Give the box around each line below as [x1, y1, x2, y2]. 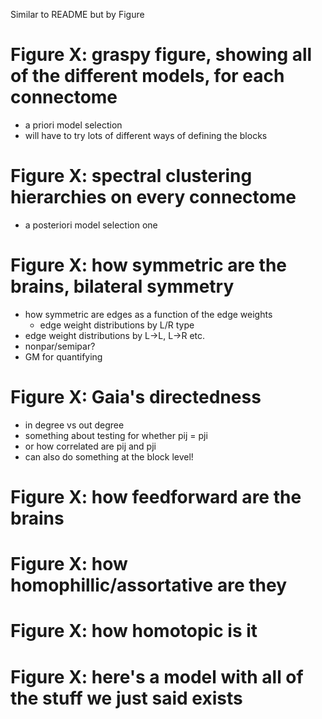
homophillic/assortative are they [10, 574, 287, 597]
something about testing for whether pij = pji [24, 429, 208, 441]
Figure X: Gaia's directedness [10, 386, 262, 408]
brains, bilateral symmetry [10, 275, 235, 298]
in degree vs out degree [24, 419, 125, 431]
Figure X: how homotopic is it [10, 620, 258, 643]
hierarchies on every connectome [10, 186, 297, 209]
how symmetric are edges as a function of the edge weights [24, 308, 273, 320]
